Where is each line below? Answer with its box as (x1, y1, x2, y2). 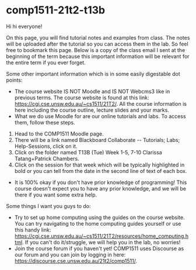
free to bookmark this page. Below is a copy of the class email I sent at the (6, 46, 185, 53)
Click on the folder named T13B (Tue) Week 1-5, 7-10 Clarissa (14, 148, 162, 155)
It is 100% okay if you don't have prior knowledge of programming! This (14, 179, 187, 186)
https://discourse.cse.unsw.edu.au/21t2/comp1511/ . (14, 257, 138, 264)
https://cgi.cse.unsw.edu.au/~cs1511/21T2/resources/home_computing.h (14, 232, 189, 240)
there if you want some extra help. (14, 191, 97, 198)
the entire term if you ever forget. (6, 59, 86, 66)
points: (6, 77, 23, 84)
